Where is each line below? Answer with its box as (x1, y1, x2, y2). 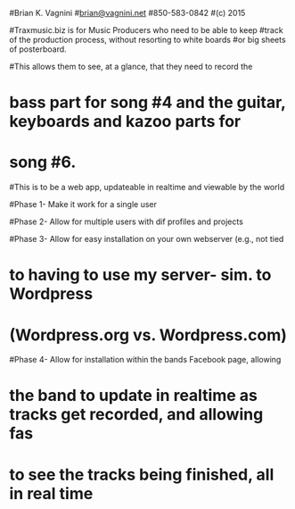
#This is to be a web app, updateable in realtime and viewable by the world (9, 182, 285, 193)
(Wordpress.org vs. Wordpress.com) (9, 325, 288, 345)
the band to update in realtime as (9, 386, 258, 405)
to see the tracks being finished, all (9, 464, 275, 485)
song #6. (9, 152, 77, 172)
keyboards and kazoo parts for (9, 112, 242, 132)
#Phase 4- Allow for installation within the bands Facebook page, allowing (9, 355, 282, 365)
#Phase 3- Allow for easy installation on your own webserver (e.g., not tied (9, 234, 284, 245)
